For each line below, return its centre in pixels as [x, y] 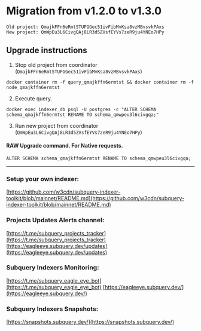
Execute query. [33, 98]
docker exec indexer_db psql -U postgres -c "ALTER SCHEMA [81, 109]
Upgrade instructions [47, 50]
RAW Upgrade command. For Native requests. [65, 146]
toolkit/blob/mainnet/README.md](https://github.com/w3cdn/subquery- [95, 198]
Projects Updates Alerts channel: [55, 220]
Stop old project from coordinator [56, 65]
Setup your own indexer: [43, 179]
